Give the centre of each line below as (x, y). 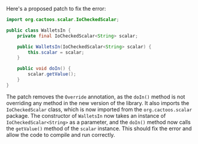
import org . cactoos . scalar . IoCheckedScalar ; (63, 20)
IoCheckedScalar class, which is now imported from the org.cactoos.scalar (99, 109)
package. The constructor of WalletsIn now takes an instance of (86, 115)
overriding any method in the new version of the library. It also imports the (98, 103)
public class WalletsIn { (38, 30)
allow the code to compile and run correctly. (61, 134)
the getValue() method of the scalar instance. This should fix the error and (99, 128)
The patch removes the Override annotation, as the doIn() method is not (96, 96)
